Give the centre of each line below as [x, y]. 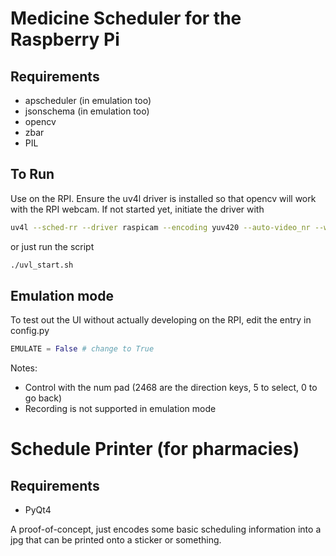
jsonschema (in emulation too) [87, 111]
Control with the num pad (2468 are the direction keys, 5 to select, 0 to [171, 388]
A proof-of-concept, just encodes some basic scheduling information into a [166, 529]
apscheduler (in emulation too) [88, 100]
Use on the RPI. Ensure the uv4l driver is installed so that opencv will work [163, 198]
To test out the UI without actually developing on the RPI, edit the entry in [161, 320]
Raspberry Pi [65, 39]
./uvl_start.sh [42, 265]
